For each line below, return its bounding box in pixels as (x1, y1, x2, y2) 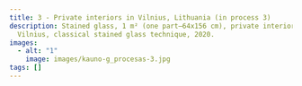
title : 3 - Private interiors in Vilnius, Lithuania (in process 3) (9, 13, 271, 22)
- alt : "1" (17, 47, 58, 56)
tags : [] (9, 64, 42, 73)
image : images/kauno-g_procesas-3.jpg (25, 55, 171, 64)
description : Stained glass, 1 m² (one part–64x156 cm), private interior (9, 21, 296, 30)
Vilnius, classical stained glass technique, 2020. (17, 30, 216, 39)
